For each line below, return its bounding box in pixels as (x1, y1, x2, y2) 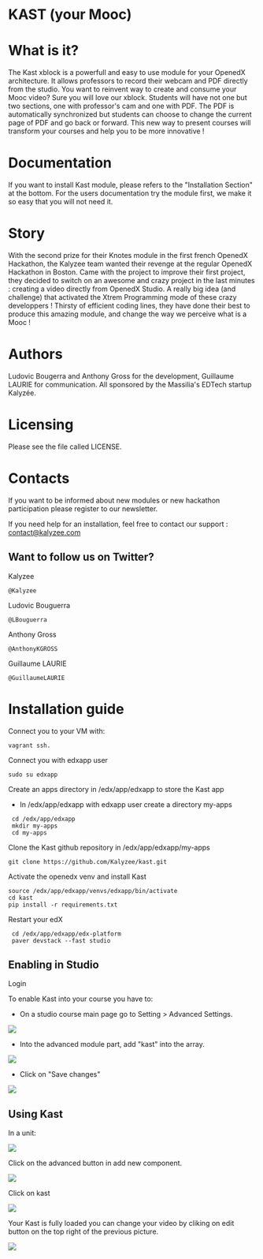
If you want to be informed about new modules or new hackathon (8, 495, 220, 505)
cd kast (8, 894, 34, 902)
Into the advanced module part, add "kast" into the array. (19, 1040, 205, 1049)
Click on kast (8, 1189, 50, 1198)
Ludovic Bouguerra (8, 600, 71, 610)
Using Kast (8, 1107, 63, 1121)
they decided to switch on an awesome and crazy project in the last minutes (8, 276, 255, 285)
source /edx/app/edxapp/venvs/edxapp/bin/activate (8, 887, 178, 895)
